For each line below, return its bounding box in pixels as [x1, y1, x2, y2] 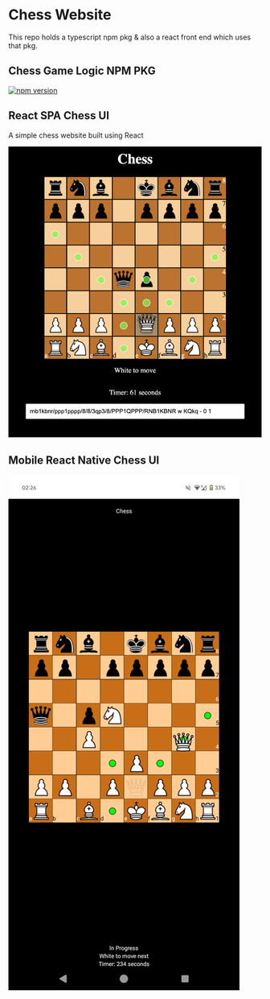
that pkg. [8, 40, 38, 50]
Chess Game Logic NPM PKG [8, 64, 157, 78]
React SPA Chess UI [8, 109, 110, 122]
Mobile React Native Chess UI [8, 453, 160, 467]
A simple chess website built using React [8, 130, 144, 140]
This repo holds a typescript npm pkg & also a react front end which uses [8, 32, 252, 42]
